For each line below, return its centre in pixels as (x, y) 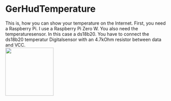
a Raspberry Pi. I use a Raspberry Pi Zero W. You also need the (72, 28)
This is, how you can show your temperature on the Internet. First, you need (85, 23)
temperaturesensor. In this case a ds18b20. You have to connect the (77, 34)
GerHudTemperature (51, 9)
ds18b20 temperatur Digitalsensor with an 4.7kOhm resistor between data (83, 39)
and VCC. (15, 45)
